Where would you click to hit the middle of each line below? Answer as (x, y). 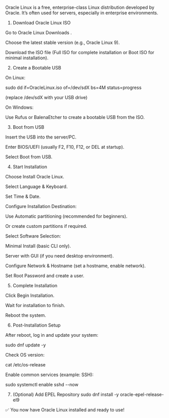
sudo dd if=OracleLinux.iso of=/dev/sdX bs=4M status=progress (74, 87)
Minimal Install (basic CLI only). (38, 246)
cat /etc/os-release (26, 365)
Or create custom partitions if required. (46, 226)
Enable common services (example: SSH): (50, 375)
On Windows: (19, 107)
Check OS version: (25, 355)
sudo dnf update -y (26, 345)
